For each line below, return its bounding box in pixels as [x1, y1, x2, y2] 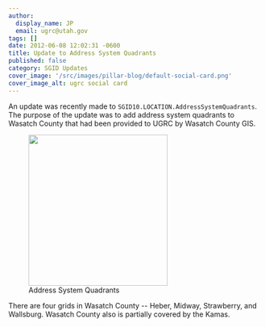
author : [8, 11, 35, 20]
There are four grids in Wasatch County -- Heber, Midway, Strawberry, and [8, 300, 258, 310]
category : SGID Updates [8, 64, 89, 72]
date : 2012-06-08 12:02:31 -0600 [8, 42, 121, 50]
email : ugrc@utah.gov [15, 27, 89, 35]
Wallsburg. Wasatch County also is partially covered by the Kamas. [8, 309, 230, 319]
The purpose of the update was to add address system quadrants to [8, 110, 235, 119]
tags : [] [8, 34, 38, 43]
